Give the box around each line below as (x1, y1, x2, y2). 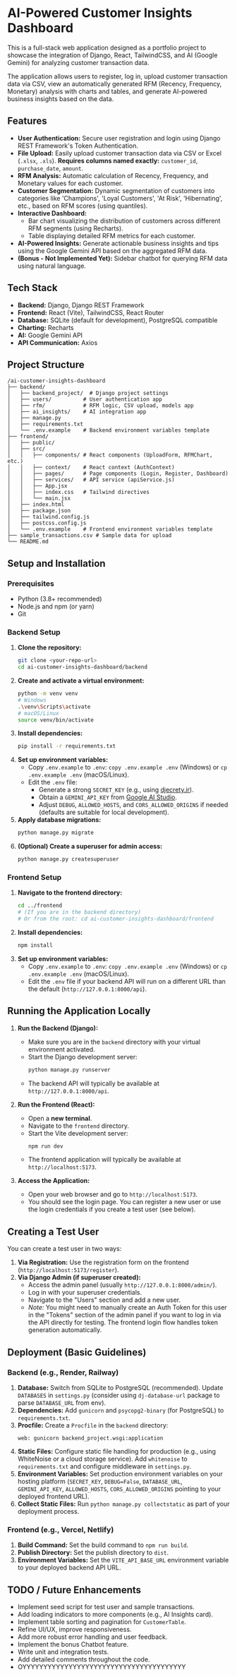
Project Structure (7, 358, 85, 370)
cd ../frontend (17, 902, 63, 910)
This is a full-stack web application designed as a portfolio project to (7, 43, 207, 52)
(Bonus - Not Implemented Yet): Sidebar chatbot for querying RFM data (17, 254, 228, 262)
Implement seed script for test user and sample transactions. (17, 1603, 195, 1611)
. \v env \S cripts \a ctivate (17, 703, 91, 710)
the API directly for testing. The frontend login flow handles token (28, 1318, 219, 1326)
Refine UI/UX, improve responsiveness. (17, 1625, 132, 1634)
